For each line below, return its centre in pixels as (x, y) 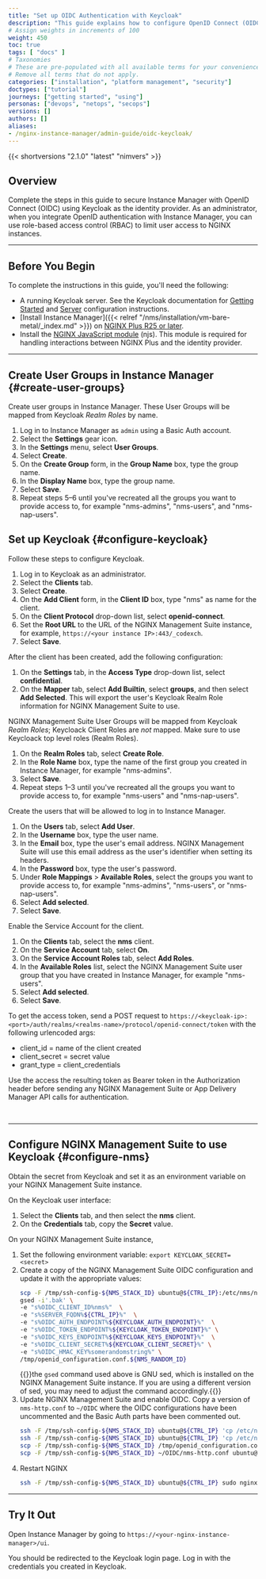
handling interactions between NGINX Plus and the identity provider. (131, 343)
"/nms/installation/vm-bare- (184, 317)
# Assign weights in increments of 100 (74, 30)
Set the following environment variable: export (95, 1255)
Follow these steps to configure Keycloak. (76, 558)
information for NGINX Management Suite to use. (100, 706)
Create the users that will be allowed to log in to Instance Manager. (117, 811)
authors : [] (28, 119)
